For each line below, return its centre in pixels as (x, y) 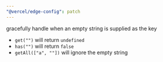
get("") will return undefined (49, 40)
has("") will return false (44, 46)
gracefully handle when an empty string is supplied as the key (82, 28)
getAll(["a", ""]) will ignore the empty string (71, 52)
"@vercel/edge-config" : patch (43, 12)
